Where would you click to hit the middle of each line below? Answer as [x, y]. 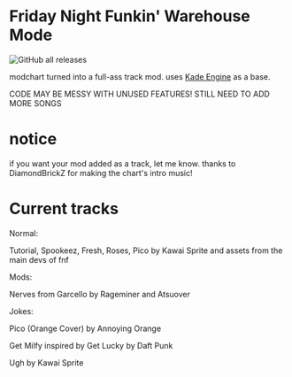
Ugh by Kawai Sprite [46, 362]
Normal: [23, 233]
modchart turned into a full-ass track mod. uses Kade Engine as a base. [140, 76]
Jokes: [21, 311]
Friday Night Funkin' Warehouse [130, 16]
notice [33, 139]
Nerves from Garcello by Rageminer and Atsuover [100, 294]
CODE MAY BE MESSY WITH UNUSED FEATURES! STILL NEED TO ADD [139, 94]
